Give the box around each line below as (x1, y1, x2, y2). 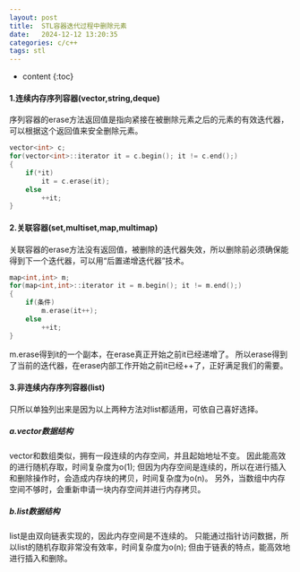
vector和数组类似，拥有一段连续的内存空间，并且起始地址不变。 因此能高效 (9, 450, 287, 461)
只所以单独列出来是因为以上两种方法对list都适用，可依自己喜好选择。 (9, 403, 263, 414)
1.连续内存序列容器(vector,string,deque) (9, 92, 160, 103)
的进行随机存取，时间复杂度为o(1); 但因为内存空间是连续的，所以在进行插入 (9, 461, 287, 472)
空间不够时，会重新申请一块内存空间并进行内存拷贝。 (9, 483, 206, 494)
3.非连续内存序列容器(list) (9, 382, 106, 393)
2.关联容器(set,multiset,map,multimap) (9, 221, 159, 233)
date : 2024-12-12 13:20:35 (9, 30, 118, 39)
